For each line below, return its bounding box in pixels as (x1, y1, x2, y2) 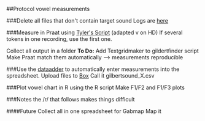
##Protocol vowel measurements (6, 5, 90, 12)
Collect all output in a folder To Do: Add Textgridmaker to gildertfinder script (6, 47, 199, 54)
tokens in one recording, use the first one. (6, 35, 112, 42)
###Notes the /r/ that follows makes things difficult (6, 96, 135, 103)
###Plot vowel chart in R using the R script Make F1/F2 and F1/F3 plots (6, 84, 185, 91)
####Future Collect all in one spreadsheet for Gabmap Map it (6, 108, 161, 115)
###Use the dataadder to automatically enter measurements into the (6, 65, 180, 73)
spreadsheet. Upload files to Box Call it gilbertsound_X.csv (6, 72, 155, 79)
